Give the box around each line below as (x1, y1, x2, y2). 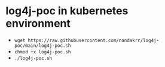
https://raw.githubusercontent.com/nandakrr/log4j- (27, 37, 160, 43)
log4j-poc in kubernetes (5, 4, 129, 18)
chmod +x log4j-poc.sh (14, 49, 71, 55)
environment (5, 17, 71, 30)
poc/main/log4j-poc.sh (14, 43, 71, 49)
